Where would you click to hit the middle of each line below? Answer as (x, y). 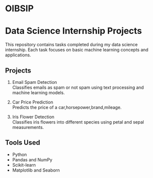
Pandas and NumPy (32, 159)
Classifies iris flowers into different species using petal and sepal (78, 122)
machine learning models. (38, 92)
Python (19, 154)
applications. (18, 55)
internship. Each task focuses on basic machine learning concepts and (77, 50)
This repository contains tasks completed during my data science (71, 45)
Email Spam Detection (35, 82)
